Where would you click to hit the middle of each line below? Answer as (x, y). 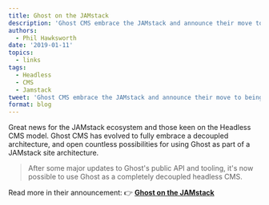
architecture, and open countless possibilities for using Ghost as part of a (129, 144)
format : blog (30, 104)
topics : (21, 53)
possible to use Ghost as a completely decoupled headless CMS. (135, 177)
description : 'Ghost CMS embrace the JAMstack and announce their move (130, 23)
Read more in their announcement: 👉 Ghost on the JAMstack (111, 193)
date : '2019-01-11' (41, 45)
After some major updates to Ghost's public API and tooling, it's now (141, 168)
